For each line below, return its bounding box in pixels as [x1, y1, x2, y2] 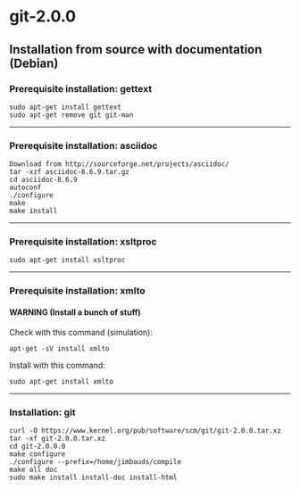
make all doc [9, 465, 58, 474]
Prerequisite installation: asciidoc [9, 139, 158, 152]
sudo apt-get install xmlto [9, 377, 114, 385]
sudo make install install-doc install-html [9, 473, 178, 482]
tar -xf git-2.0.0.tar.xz [9, 434, 105, 443]
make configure [9, 449, 66, 459]
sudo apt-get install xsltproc [9, 256, 126, 265]
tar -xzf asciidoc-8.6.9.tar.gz [9, 168, 129, 177]
